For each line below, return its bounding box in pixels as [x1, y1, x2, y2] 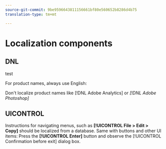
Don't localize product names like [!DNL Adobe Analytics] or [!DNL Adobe [5, 90, 157, 96]
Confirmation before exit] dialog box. [5, 139, 81, 145]
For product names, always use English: [5, 80, 87, 86]
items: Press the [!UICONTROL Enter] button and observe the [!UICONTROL [5, 133, 162, 139]
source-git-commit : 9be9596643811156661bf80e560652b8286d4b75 [5, 7, 137, 12]
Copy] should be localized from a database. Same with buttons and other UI [5, 128, 162, 134]
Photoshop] [5, 95, 29, 101]
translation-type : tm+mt [5, 12, 57, 17]
